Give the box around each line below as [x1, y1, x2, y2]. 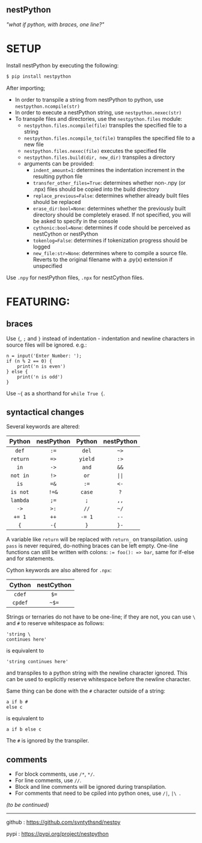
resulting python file [32, 173, 83, 180]
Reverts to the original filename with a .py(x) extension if [32, 256, 173, 263]
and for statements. [6, 555, 55, 562]
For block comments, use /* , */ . [14, 770, 95, 778]
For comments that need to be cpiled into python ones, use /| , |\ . [14, 789, 182, 797]
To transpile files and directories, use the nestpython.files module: [14, 115, 182, 122]
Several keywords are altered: [6, 423, 80, 430]
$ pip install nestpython [6, 73, 71, 79]
